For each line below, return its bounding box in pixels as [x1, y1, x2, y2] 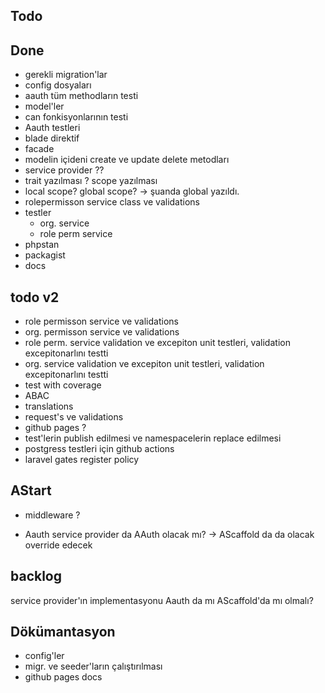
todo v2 [10, 289, 60, 306]
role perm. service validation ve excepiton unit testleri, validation [24, 337, 291, 349]
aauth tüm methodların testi [24, 90, 139, 102]
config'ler [24, 650, 65, 662]
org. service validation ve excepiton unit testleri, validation [24, 358, 265, 370]
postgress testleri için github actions [24, 443, 175, 455]
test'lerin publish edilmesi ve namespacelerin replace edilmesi [24, 432, 282, 444]
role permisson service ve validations [24, 315, 179, 328]
